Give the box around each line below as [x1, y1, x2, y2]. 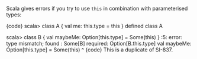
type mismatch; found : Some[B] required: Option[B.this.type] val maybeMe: [6, 40, 192, 47]
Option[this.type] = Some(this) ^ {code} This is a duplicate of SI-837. [6, 46, 173, 53]
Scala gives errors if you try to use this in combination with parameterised [6, 5, 188, 12]
